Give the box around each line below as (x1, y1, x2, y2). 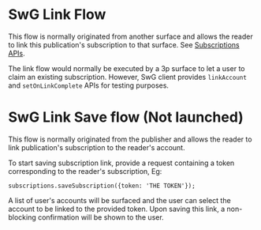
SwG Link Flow (8, 6, 106, 24)
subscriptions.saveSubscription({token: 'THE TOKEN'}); (8, 182, 196, 190)
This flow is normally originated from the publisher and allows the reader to (8, 134, 252, 144)
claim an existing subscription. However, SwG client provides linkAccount (8, 72, 247, 81)
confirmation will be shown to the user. (38, 212, 164, 222)
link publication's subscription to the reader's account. (8, 142, 185, 152)
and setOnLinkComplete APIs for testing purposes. (8, 81, 170, 90)
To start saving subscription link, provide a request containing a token (8, 158, 235, 168)
